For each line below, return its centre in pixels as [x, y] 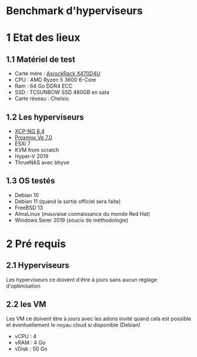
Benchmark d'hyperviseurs [74, 11]
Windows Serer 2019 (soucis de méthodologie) [71, 220]
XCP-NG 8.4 [30, 131]
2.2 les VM [26, 304]
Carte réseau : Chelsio [42, 99]
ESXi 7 [22, 144]
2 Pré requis [36, 244]
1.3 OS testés [31, 181]
